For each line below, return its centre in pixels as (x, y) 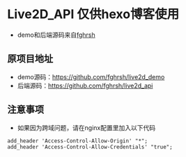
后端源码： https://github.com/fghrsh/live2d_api (85, 85)
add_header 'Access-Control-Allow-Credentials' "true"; (90, 147)
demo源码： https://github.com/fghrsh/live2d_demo (91, 76)
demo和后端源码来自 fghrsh (56, 35)
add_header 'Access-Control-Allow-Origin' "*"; (78, 141)
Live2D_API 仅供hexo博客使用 (93, 14)
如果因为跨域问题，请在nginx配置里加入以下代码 (86, 127)
